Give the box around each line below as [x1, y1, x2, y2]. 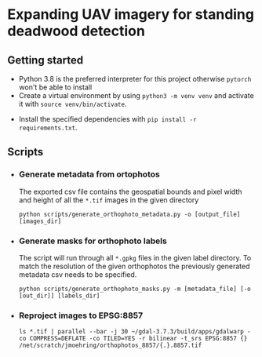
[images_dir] [18, 217, 62, 225]
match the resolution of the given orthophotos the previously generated [18, 261, 250, 271]
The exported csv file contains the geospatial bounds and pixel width [18, 187, 242, 196]
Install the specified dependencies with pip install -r [18, 115, 197, 123]
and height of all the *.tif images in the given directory [18, 195, 199, 205]
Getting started [7, 53, 84, 67]
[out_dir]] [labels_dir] [18, 292, 100, 300]
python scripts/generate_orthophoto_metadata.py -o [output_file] [18, 210, 241, 218]
